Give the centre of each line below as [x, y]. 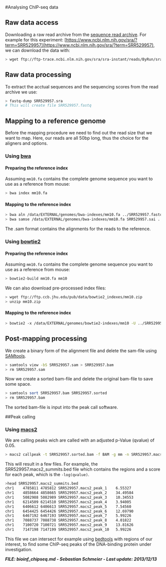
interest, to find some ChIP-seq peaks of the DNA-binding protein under [78, 544]
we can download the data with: [38, 50]
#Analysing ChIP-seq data [32, 7]
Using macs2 [21, 430]
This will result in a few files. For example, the [51, 464]
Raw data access [32, 22]
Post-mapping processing [46, 339]
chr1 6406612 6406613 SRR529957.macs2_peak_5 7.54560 [68, 506]
